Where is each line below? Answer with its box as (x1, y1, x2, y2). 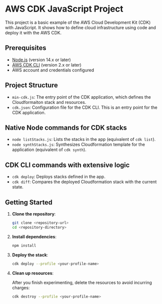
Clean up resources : (12, 270, 54, 276)
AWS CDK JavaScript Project (5, 3, 123, 15)
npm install (12, 243, 36, 248)
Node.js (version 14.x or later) (12, 57, 71, 63)
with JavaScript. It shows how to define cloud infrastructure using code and (5, 24, 156, 30)
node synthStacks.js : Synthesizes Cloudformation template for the (12, 142, 145, 148)
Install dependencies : (12, 234, 57, 239)
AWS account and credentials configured (12, 67, 94, 73)
